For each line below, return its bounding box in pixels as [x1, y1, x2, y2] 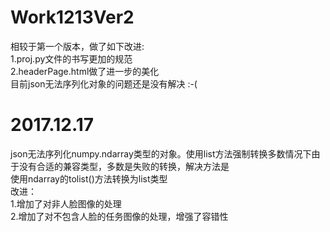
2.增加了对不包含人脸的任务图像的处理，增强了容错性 [10, 210, 229, 222]
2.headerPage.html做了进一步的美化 [10, 65, 160, 77]
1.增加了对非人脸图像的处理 [10, 197, 122, 210]
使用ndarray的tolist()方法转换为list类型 [10, 172, 168, 185]
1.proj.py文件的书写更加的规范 [10, 52, 133, 65]
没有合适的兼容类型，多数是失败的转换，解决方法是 [18, 160, 230, 172]
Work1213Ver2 [10, 6, 135, 29]
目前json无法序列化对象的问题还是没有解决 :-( [10, 77, 198, 90]
